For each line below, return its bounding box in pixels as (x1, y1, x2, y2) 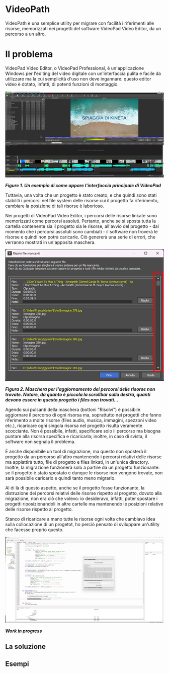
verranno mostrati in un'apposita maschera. (5, 239, 96, 245)
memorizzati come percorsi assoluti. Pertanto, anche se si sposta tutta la (5, 218, 156, 224)
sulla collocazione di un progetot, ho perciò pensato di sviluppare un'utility (5, 522, 160, 528)
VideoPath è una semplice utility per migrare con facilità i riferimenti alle (5, 20, 154, 26)
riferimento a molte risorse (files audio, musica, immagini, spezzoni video (5, 417, 157, 424)
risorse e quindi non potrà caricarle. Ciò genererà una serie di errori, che (5, 234, 156, 240)
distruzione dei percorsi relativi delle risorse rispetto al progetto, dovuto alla (5, 490, 162, 496)
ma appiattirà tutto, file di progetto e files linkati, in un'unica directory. (5, 459, 149, 465)
